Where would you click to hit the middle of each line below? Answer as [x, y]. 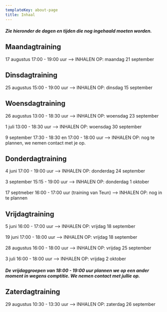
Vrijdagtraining [30, 214]
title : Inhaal [20, 15]
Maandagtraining [33, 47]
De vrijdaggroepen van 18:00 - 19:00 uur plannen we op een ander [77, 270]
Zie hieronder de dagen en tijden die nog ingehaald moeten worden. [79, 31]
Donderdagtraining [36, 159]
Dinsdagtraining [31, 75]
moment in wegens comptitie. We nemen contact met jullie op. [73, 276]
